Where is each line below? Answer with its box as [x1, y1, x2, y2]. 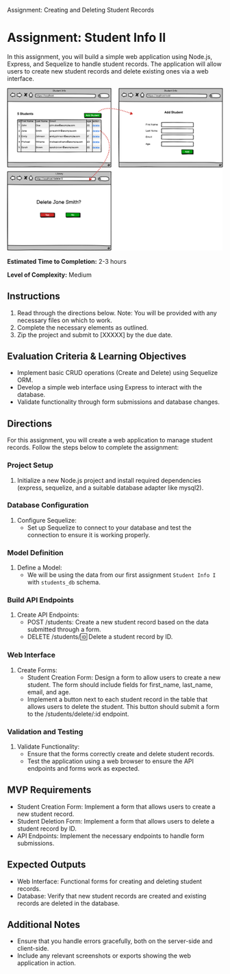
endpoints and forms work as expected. [27, 765, 140, 773]
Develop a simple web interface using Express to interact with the [16, 383, 203, 392]
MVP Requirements [7, 784, 92, 796]
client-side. [16, 944, 49, 953]
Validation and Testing [7, 727, 84, 736]
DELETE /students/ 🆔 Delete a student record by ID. [27, 633, 173, 641]
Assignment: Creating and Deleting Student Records [7, 6, 155, 14]
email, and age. [27, 688, 71, 696]
